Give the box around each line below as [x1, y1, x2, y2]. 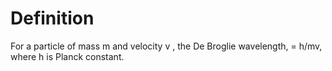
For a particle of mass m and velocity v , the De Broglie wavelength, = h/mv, [10, 40, 323, 52]
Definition [10, 7, 95, 30]
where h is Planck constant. [10, 50, 125, 62]
